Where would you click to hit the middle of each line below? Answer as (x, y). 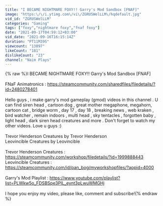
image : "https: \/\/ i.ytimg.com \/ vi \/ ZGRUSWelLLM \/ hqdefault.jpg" (73, 14)
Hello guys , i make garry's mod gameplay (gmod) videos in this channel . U (82, 100)
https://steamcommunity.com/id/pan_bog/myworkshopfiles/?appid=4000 (80, 168)
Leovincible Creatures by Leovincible (42, 142)
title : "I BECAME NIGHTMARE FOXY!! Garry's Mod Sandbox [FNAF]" (72, 10)
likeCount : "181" (23, 51)
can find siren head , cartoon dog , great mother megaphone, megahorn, (79, 105)
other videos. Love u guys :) (33, 126)
